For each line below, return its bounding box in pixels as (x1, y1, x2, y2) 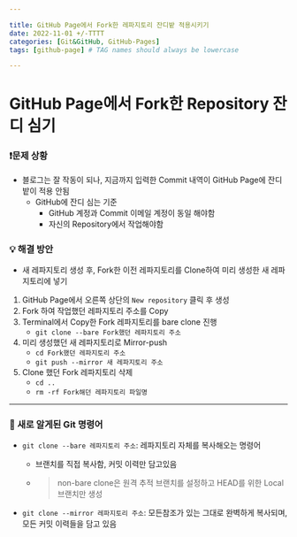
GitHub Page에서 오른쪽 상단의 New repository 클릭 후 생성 (21, 295, 230, 305)
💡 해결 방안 (9, 242, 54, 255)
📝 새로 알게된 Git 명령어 (9, 418, 103, 430)
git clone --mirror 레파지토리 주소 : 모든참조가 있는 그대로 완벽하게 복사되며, (21, 508, 288, 518)
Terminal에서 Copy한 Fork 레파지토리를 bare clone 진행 (21, 317, 217, 327)
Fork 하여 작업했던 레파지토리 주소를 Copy (21, 306, 169, 317)
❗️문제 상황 (9, 150, 49, 162)
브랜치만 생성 (57, 488, 103, 500)
